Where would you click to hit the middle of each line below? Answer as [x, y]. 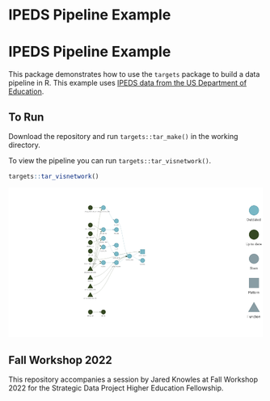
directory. [24, 145]
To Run [26, 117]
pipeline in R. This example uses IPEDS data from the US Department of [128, 83]
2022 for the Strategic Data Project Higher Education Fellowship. [116, 388]
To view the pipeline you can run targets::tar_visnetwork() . [110, 160]
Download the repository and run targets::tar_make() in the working [123, 136]
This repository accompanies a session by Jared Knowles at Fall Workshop [133, 379]
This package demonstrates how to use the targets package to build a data [134, 74]
